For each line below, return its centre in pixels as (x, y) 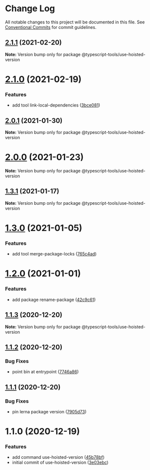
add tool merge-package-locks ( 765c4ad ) (54, 254)
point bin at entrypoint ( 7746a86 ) (45, 372)
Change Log (30, 9)
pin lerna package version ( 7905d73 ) (49, 411)
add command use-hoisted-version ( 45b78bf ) (58, 457)
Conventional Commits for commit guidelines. (51, 27)
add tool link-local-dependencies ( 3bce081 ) (56, 105)
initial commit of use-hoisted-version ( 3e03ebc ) (60, 463)
